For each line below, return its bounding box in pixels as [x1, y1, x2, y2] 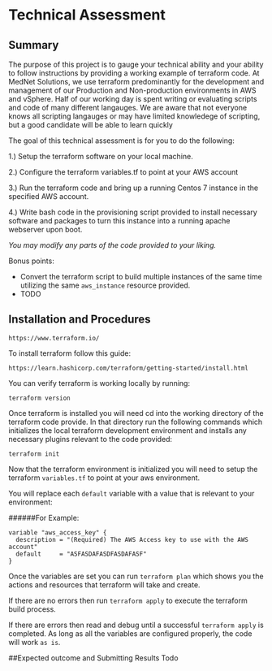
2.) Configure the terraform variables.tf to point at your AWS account [8, 167, 239, 176]
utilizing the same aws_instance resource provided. [19, 280, 191, 290]
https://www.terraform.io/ [8, 334, 100, 342]
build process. [8, 604, 57, 614]
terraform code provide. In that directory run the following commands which [8, 417, 263, 426]
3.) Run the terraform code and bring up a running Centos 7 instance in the [8, 183, 258, 193]
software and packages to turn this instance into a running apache [8, 216, 231, 225]
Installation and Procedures [8, 313, 152, 327]
